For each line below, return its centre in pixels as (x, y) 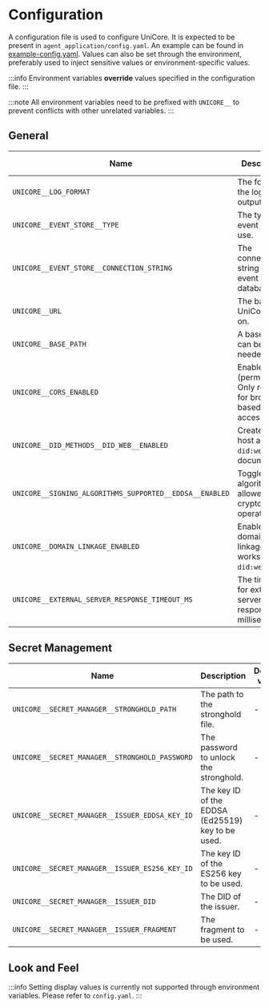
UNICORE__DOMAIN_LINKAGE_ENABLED (76, 546)
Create (250, 430)
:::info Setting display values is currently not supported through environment (134, 987)
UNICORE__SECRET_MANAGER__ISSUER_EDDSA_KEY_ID (103, 815)
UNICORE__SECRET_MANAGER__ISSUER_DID (84, 901)
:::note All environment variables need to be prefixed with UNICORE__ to (124, 102)
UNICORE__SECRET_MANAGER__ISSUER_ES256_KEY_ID (103, 868)
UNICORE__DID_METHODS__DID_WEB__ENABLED (90, 445)
